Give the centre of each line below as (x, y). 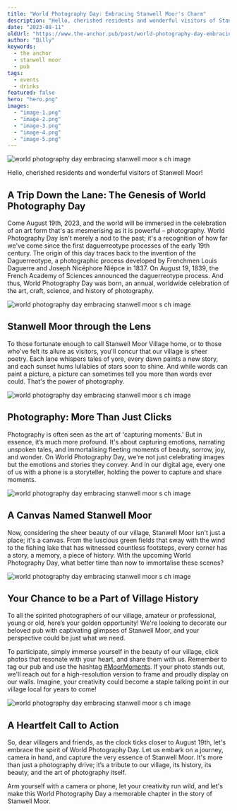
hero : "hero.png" (33, 100)
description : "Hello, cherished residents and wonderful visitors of (112, 21)
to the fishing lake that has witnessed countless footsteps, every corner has (117, 547)
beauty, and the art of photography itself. (67, 773)
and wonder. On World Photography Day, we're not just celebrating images (116, 456)
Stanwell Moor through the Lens (79, 327)
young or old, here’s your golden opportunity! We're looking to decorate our (117, 623)
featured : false (31, 93)
